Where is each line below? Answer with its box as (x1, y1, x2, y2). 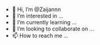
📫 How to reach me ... (12, 32, 68, 39)
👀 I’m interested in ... (12, 12, 64, 19)
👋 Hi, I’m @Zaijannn (12, 6, 61, 13)
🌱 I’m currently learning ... (12, 19, 77, 26)
